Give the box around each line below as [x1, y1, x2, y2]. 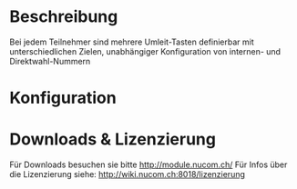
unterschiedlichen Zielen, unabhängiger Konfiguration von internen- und [9, 45, 281, 56]
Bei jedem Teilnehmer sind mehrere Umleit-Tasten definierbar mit [9, 36, 255, 47]
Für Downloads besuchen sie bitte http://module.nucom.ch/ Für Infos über [9, 159, 288, 170]
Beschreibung [9, 6, 118, 27]
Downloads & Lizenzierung [9, 129, 217, 150]
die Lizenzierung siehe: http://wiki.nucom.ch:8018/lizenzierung [9, 169, 246, 180]
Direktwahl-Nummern [9, 55, 91, 66]
